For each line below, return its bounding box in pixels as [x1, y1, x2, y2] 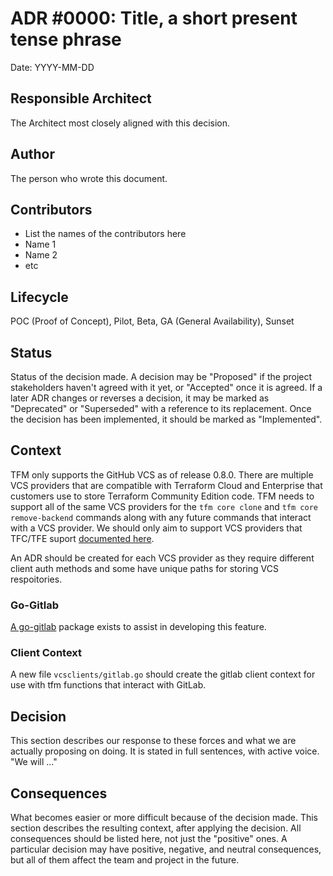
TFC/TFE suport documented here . [10, 532, 155, 544]
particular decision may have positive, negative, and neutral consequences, [10, 843, 322, 856]
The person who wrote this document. [10, 172, 168, 184]
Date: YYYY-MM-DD [10, 61, 95, 73]
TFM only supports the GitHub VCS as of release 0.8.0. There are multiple [10, 468, 314, 481]
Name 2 [24, 249, 58, 261]
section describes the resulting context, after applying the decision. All [10, 822, 302, 834]
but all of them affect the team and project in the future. [10, 854, 240, 866]
